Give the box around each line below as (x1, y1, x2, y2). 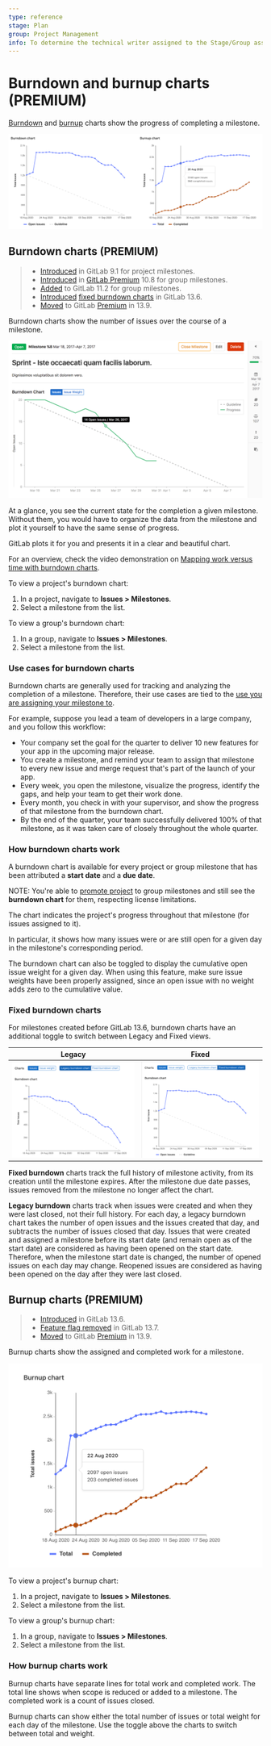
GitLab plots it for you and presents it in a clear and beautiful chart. (8, 538, 231, 548)
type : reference (8, 13, 63, 21)
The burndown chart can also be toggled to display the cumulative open (8, 959, 248, 968)
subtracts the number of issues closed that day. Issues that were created (8, 1226, 251, 1236)
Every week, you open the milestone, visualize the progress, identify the (19, 780, 260, 790)
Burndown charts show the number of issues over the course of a (8, 315, 227, 326)
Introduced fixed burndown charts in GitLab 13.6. (40, 291, 203, 302)
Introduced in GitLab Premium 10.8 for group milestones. (40, 274, 228, 284)
